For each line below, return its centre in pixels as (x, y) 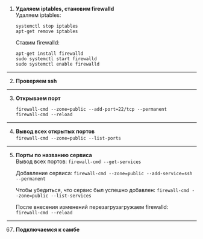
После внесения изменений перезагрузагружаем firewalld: (92, 207)
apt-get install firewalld (49, 54)
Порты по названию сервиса (54, 155)
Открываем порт (38, 98)
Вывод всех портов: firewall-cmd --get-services (78, 161)
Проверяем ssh (36, 81)
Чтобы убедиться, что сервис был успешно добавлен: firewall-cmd (102, 190)
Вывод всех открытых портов (55, 131)
